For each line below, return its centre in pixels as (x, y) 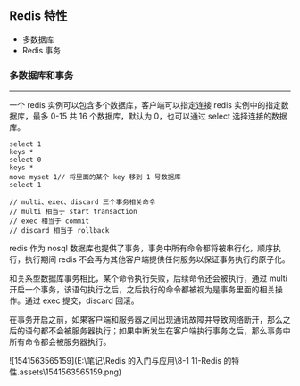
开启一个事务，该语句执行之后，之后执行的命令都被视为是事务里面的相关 (142, 290)
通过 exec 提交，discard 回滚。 (82, 300)
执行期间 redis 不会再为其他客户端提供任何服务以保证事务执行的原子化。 (157, 259)
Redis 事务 (42, 50)
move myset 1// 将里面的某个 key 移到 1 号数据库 (95, 177)
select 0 (25, 160)
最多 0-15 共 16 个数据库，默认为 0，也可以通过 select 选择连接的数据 (160, 116)
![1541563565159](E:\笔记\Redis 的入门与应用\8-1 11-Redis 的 (121, 361)
